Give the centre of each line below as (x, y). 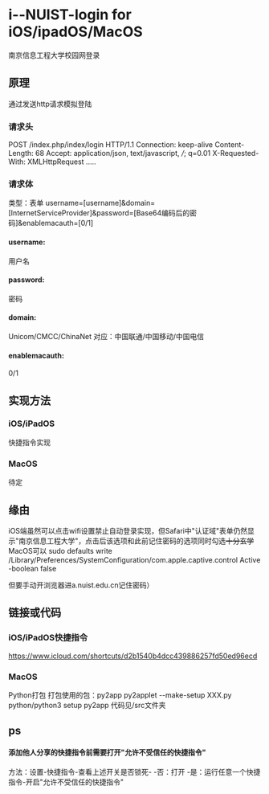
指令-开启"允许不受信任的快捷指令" (66, 782)
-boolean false (33, 568)
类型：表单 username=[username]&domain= (82, 203)
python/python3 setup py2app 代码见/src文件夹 (87, 705)
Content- (230, 145)
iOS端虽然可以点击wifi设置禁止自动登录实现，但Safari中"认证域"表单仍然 (128, 530)
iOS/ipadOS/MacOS (75, 32)
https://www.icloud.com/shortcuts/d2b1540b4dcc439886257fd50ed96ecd (133, 656)
